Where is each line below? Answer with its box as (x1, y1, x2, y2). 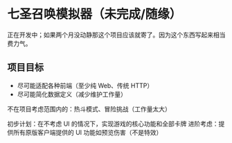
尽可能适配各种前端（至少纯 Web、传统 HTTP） (17, 81, 154, 90)
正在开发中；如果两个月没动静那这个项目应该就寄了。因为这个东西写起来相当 (7, 31, 226, 39)
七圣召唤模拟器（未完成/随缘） (7, 6, 182, 22)
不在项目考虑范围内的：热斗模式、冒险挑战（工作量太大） (7, 105, 171, 113)
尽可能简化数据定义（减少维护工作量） (17, 90, 127, 98)
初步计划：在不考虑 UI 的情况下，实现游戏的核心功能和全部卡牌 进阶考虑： (7, 119, 219, 128)
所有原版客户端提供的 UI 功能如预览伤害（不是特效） (12, 128, 163, 136)
